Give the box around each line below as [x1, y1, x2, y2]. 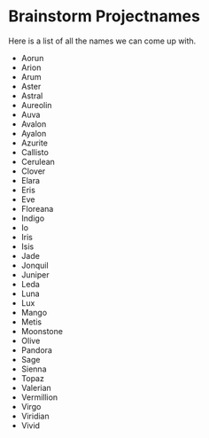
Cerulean [20, 156, 55, 167]
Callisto [20, 146, 50, 157]
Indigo [20, 213, 45, 223]
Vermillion [20, 392, 58, 403]
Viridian [20, 411, 50, 421]
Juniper [20, 269, 50, 280]
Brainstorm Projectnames [8, 6, 201, 27]
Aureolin [20, 99, 52, 110]
